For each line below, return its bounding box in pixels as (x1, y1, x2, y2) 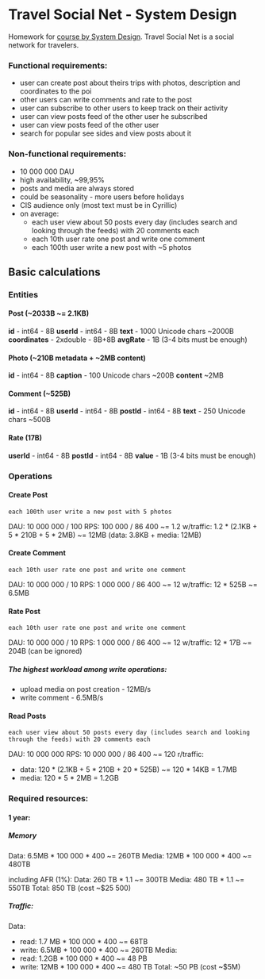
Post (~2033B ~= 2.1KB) (8, 309, 90, 318)
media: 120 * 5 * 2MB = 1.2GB (19, 774, 119, 783)
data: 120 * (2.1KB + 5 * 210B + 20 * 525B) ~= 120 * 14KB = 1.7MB (19, 765, 237, 774)
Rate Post (8, 606, 41, 616)
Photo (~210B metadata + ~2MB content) (8, 353, 147, 363)
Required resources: (8, 793, 89, 804)
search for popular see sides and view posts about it (19, 129, 192, 138)
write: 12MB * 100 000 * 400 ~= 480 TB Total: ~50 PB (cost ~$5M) (19, 962, 241, 971)
